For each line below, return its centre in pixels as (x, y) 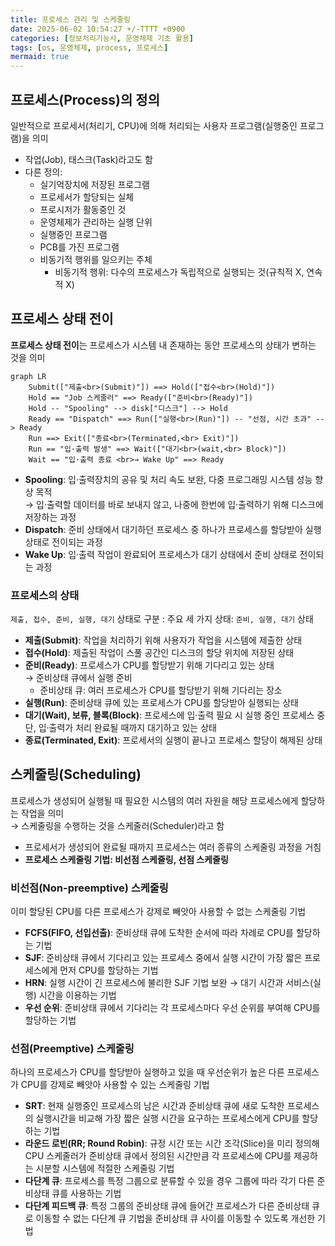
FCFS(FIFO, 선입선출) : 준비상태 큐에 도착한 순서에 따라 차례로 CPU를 (159, 933)
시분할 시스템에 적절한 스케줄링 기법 (105, 1168)
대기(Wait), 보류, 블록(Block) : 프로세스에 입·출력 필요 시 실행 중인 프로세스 (169, 715)
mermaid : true (40, 57)
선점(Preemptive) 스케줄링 (72, 1049)
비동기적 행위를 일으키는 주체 (96, 259)
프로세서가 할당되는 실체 (87, 197)
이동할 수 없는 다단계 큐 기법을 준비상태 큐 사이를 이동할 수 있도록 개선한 (175, 1218)
